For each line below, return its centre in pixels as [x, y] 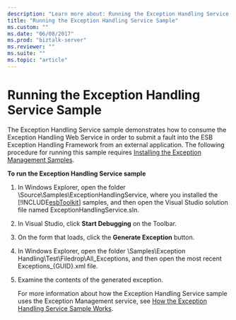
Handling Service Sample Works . [65, 308]
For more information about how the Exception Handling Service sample [122, 293]
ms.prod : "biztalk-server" [47, 40]
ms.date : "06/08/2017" [41, 34]
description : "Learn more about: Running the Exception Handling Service [118, 14]
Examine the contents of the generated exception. [90, 280]
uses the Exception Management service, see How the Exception [112, 301]
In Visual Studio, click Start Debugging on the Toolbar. [97, 223]
